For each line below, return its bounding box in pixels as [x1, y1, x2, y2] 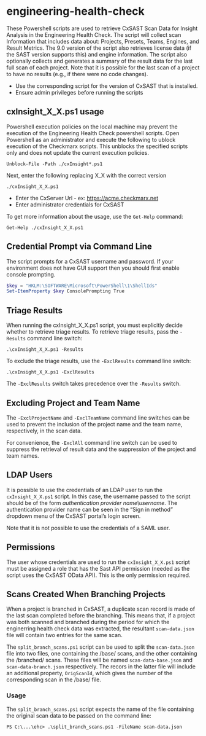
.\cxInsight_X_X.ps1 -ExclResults [6, 369, 95, 375]
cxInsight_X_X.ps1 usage [6, 106, 104, 117]
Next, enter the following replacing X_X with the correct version [6, 171, 167, 179]
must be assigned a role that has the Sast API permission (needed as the [6, 565, 190, 572]
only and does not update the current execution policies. [6, 149, 149, 156]
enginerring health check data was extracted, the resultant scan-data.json [6, 625, 194, 632]
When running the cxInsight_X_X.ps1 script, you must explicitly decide [6, 321, 183, 329]
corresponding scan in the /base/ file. [6, 676, 101, 683]
